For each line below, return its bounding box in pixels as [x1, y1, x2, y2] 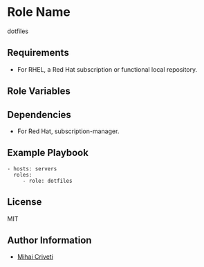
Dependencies [7, 108, 71, 121]
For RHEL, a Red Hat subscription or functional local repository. [17, 65, 198, 73]
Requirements [7, 47, 69, 59]
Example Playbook [7, 147, 89, 159]
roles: [13, 171, 33, 178]
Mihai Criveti [17, 253, 54, 261]
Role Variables [7, 86, 71, 97]
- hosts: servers [7, 165, 57, 172]
